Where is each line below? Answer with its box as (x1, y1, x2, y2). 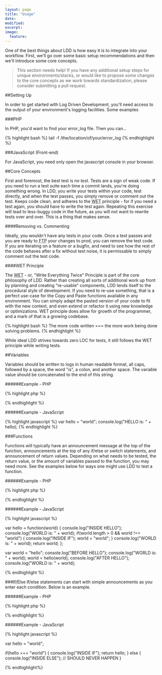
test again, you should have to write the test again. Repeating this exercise (5, 203, 153, 209)
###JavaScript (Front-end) (5, 149, 59, 155)
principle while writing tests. (5, 342, 61, 348)
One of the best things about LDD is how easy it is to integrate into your (5, 47, 147, 53)
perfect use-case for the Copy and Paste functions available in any (5, 292, 138, 299)
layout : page (5, 7, 31, 12)
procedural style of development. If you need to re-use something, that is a (5, 287, 155, 293)
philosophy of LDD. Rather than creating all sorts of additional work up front (5, 277, 156, 283)
